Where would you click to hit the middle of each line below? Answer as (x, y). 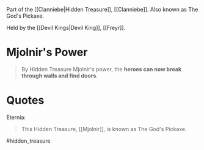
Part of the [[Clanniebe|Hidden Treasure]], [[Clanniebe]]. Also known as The (102, 9)
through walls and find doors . (59, 76)
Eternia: (16, 117)
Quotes (25, 100)
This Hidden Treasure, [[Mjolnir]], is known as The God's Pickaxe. (104, 129)
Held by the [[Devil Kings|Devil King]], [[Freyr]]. (66, 28)
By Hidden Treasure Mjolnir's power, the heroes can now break (101, 69)
